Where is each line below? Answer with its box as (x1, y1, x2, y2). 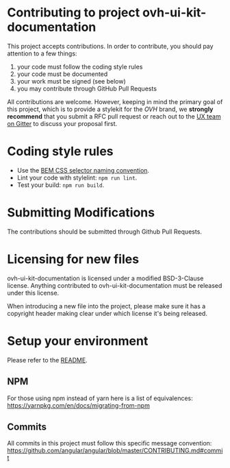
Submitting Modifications (7, 205, 155, 221)
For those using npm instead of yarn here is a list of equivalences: (7, 394, 193, 402)
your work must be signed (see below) (16, 77, 126, 85)
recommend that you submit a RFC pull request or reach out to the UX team (7, 112, 221, 121)
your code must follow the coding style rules (16, 62, 143, 71)
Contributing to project (7, 5, 140, 21)
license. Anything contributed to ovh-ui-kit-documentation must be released (7, 281, 222, 289)
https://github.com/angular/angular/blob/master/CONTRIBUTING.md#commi (7, 447, 223, 455)
